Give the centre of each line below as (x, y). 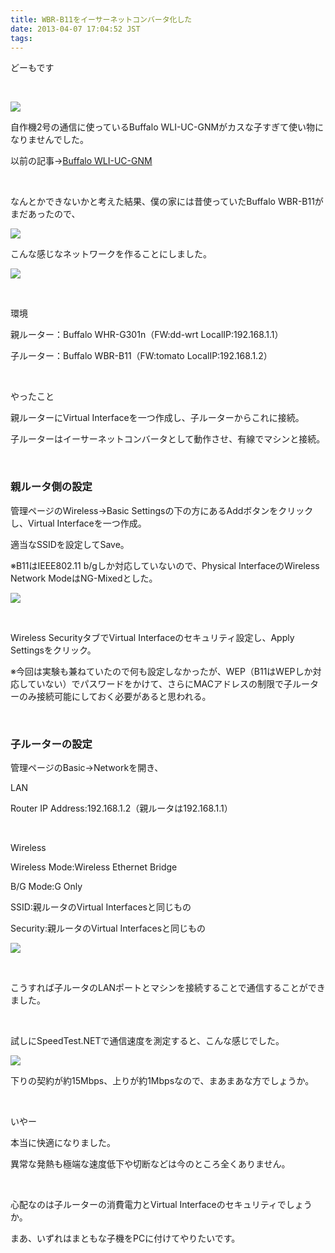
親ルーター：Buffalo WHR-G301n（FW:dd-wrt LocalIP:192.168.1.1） (147, 335)
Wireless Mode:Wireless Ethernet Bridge (94, 867)
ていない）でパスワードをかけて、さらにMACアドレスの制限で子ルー (168, 683)
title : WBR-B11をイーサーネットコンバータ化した (101, 19)
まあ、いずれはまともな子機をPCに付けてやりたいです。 (125, 1238)
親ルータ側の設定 (51, 487)
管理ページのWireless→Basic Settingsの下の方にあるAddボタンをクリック (162, 510)
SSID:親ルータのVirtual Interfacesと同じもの (101, 907)
